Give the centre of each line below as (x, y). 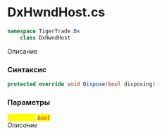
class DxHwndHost (45, 37)
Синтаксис (27, 69)
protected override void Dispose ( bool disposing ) (82, 84)
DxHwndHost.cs (56, 12)
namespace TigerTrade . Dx (44, 31)
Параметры (29, 102)
